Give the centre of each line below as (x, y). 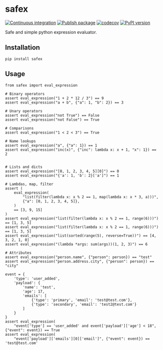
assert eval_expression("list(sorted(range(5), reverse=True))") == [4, (81, 236)
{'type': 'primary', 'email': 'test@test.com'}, (82, 300)
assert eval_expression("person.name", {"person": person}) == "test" (79, 257)
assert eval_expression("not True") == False (52, 115)
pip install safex (24, 59)
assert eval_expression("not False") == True (52, 120)
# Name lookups (21, 141)
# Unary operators (24, 111)
